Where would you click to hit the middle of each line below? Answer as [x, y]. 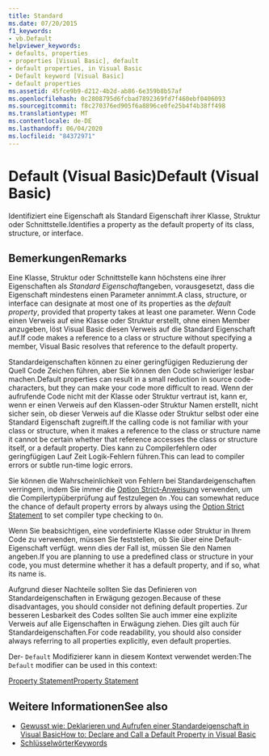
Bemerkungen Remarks [68, 258]
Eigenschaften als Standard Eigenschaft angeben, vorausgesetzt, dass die [131, 286]
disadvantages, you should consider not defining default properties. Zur [128, 606]
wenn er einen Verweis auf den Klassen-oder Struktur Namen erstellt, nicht [133, 405]
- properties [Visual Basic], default [74, 61]
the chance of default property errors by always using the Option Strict [126, 507]
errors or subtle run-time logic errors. [71, 465]
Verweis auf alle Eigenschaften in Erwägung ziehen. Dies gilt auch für [124, 624]
